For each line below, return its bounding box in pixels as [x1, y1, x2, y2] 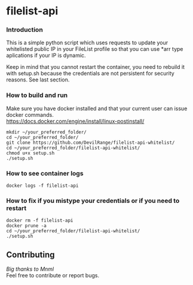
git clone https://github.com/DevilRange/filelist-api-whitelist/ [6, 140, 175, 145]
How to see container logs [6, 169, 84, 177]
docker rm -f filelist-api [6, 217, 73, 224]
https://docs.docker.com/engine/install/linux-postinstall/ [6, 117, 145, 125]
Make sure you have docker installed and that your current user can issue [6, 105, 188, 112]
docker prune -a [6, 223, 47, 229]
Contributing [6, 250, 55, 260]
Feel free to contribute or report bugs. [6, 272, 100, 279]
